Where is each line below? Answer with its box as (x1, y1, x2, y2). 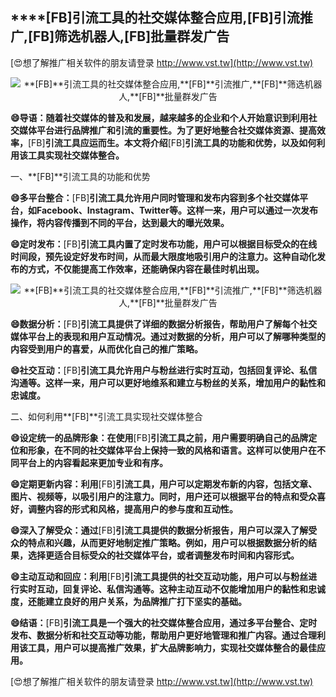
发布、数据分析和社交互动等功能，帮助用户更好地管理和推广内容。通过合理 (10, 629, 317, 641)
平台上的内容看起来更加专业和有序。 (18, 456, 168, 468)
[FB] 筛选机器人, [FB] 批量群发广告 (28, 28, 230, 45)
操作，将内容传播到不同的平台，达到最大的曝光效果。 (10, 216, 230, 228)
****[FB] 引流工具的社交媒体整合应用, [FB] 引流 (10, 9, 300, 27)
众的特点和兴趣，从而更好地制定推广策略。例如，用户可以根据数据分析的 (10, 536, 308, 548)
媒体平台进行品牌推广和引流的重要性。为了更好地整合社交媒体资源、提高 (18, 124, 317, 136)
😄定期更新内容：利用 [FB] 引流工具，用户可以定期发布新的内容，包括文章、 (10, 478, 318, 490)
